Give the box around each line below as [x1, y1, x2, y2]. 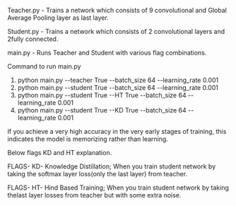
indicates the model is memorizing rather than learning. [7, 135, 168, 143]
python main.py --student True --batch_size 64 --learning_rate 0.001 [17, 84, 219, 91]
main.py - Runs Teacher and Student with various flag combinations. [7, 49, 207, 57]
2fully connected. [7, 35, 59, 43]
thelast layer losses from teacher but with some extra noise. [7, 191, 182, 199]
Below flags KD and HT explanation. [7, 149, 112, 156]
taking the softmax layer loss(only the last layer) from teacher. [7, 170, 188, 178]
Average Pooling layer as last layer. [7, 13, 110, 22]
